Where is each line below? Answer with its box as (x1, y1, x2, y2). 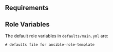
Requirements (5, 4, 49, 12)
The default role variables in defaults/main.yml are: (5, 33, 109, 39)
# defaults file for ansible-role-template (5, 42, 95, 47)
